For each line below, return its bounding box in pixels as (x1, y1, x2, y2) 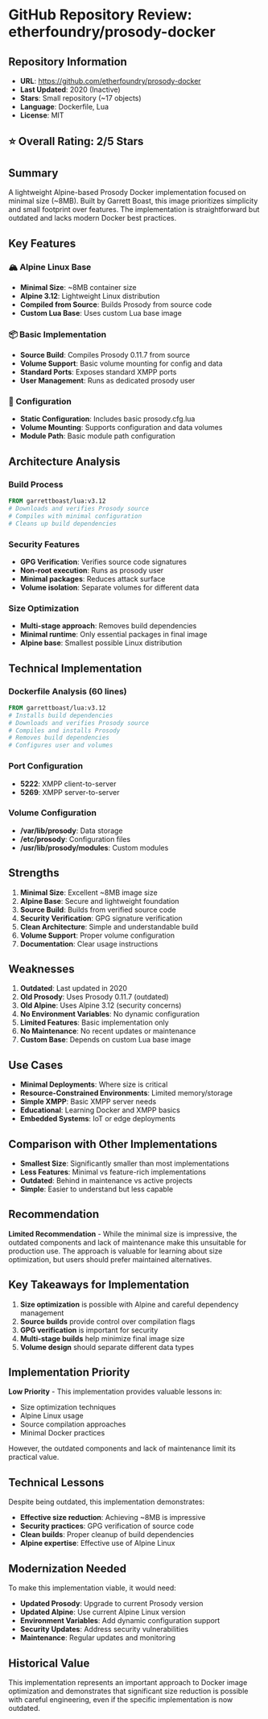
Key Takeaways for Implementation (8, 1278, 190, 1292)
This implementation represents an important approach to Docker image (8, 1677, 248, 1687)
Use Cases (8, 1058, 64, 1072)
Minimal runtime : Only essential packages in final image (19, 630, 208, 640)
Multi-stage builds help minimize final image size (19, 1333, 185, 1343)
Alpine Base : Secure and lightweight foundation (19, 896, 179, 905)
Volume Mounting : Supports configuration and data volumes (19, 423, 223, 433)
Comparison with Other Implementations (8, 1137, 217, 1151)
